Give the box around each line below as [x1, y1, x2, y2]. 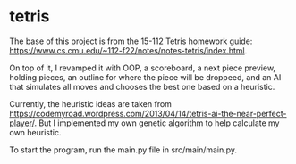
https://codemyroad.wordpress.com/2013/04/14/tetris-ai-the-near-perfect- [9, 108, 288, 119]
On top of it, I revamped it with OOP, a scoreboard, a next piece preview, [9, 62, 275, 73]
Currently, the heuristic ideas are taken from [9, 98, 173, 109]
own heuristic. [9, 127, 62, 137]
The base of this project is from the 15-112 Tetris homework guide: [9, 36, 253, 46]
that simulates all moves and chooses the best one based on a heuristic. [9, 81, 275, 92]
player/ [9, 118, 35, 128]
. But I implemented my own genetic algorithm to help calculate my [34, 118, 280, 128]
